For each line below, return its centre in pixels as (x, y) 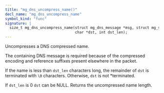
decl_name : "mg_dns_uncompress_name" (43, 14)
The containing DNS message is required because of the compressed (75, 56)
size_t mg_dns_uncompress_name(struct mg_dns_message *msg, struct (80, 28)
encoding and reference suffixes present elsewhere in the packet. (71, 61)
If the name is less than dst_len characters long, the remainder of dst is (77, 70)
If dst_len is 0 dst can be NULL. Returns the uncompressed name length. (79, 85)
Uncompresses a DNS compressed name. (47, 46)
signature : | (18, 23)
